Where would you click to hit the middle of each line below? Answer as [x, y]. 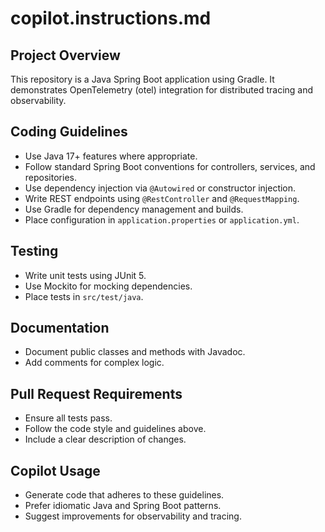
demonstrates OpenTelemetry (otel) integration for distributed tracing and [162, 90]
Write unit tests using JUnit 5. [85, 275]
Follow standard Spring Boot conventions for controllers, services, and [170, 166]
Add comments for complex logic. [94, 363]
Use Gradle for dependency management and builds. [134, 209]
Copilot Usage [55, 470]
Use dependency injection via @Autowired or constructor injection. [160, 188]
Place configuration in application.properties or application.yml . [162, 219]
